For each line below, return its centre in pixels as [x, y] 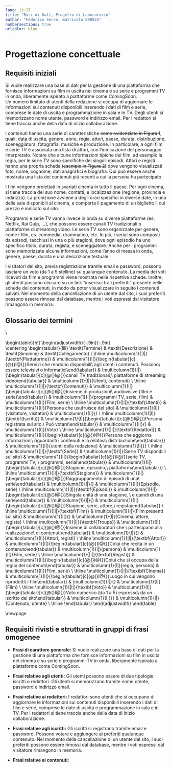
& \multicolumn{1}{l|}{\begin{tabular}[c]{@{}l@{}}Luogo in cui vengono [80, 576]
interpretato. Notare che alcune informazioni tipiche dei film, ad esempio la [84, 155]
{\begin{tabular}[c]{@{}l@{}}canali [42, 375]
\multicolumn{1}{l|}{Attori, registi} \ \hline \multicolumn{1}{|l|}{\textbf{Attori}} [86, 538]
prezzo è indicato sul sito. [32, 209]
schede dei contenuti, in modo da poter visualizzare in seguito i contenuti [82, 288]
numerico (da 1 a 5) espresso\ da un [114, 592]
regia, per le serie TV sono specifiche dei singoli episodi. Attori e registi [80, 161]
